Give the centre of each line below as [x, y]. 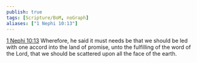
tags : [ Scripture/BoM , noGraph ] [47, 18]
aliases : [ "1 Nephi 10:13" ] [42, 23]
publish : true [24, 12]
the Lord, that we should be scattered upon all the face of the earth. [92, 54]
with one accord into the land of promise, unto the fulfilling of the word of [99, 47]
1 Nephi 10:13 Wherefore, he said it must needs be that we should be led [97, 41]
